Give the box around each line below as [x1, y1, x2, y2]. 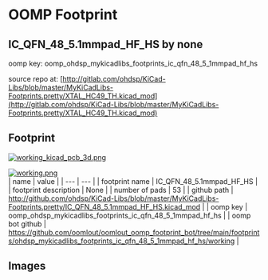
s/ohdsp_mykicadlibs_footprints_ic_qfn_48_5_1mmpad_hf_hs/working [8, 236, 235, 246]
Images [8, 259, 46, 273]
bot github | [8, 218, 46, 229]
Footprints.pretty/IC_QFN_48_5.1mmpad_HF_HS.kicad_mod [8, 202, 201, 211]
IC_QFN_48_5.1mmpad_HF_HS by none [8, 38, 203, 51]
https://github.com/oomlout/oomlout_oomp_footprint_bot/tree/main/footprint [8, 227, 260, 237]
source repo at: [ [8, 74, 63, 83]
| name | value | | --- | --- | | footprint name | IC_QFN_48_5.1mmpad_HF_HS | [8, 176, 258, 186]
